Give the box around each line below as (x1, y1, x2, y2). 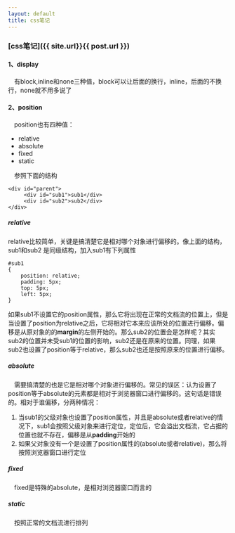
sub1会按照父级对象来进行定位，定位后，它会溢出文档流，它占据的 (36, 421, 229, 430)
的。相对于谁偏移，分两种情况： (8, 398, 100, 406)
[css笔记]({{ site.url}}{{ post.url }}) (8, 41, 130, 51)
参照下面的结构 (14, 171, 58, 179)
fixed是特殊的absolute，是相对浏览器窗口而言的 (14, 483, 152, 492)
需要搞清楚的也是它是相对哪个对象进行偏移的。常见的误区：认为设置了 (14, 380, 217, 389)
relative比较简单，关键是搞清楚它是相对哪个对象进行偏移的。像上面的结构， (8, 237, 227, 245)
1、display (8, 60, 39, 69)
